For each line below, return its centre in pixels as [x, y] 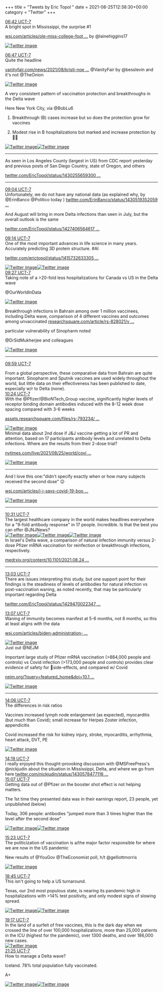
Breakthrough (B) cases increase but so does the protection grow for [81, 118]
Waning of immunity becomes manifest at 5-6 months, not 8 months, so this [81, 618]
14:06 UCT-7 [18, 700]
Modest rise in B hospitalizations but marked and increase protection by [84, 132]
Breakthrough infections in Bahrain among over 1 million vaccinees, [72, 311]
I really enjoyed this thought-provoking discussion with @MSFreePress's [77, 764]
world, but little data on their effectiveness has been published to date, [76, 383]
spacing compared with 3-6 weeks [40, 409]
